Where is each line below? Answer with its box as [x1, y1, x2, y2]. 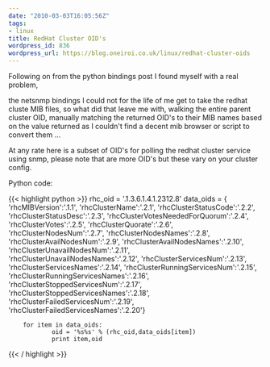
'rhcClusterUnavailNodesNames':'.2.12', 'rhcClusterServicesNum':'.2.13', [8, 254, 247, 263]
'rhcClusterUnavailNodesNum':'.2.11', [8, 245, 131, 255]
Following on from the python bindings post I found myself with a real [8, 72, 239, 81]
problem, [8, 80, 39, 90]
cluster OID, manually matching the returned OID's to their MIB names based [8, 113, 263, 122]
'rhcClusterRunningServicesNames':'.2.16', [8, 271, 150, 281]
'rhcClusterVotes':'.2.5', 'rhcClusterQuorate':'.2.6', [8, 219, 173, 229]
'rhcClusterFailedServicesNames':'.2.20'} [8, 306, 146, 315]
